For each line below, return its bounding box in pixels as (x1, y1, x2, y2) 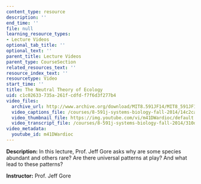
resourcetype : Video (6, 76, 58, 82)
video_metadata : (6, 126, 47, 132)
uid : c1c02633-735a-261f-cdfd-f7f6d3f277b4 (6, 92, 117, 98)
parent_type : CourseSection (6, 59, 77, 65)
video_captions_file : (11, 109, 66, 115)
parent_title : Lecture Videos (6, 53, 82, 59)
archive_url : (11, 103, 44, 110)
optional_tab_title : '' (6, 43, 66, 49)
